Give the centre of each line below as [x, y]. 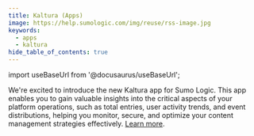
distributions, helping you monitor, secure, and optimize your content [121, 115]
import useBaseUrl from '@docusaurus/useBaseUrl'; [94, 75]
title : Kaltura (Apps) [46, 15]
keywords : [25, 30]
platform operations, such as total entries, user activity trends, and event [127, 107]
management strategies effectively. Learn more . [87, 124]
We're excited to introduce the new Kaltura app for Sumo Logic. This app [127, 90]
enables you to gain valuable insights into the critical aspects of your [120, 98]
